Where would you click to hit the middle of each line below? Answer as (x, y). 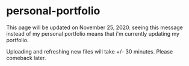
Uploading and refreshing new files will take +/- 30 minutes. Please (90, 51)
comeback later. (26, 58)
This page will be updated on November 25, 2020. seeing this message (95, 27)
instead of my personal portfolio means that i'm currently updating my (93, 33)
